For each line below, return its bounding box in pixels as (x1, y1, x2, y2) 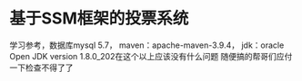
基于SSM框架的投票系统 (9, 8, 189, 29)
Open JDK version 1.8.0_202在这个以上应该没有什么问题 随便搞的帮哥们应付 (9, 50, 293, 61)
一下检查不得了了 (9, 62, 74, 73)
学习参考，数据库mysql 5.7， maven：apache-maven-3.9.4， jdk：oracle (9, 40, 285, 50)
